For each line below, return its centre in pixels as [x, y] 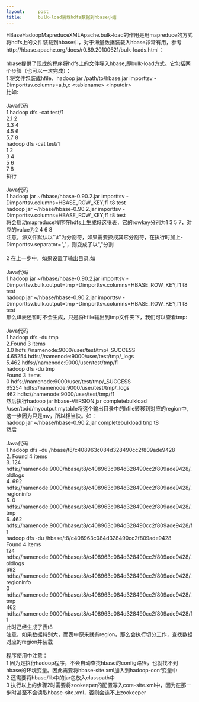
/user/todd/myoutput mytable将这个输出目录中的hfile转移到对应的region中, [97, 408]
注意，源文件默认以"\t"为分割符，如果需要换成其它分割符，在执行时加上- [95, 237]
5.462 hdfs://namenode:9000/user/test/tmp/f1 [63, 363]
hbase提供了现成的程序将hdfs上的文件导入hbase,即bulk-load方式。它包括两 [99, 63]
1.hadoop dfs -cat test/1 [35, 112]
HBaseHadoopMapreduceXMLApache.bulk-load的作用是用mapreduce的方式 [99, 35]
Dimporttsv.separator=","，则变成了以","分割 [60, 244]
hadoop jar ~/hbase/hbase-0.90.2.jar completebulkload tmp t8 [82, 422]
